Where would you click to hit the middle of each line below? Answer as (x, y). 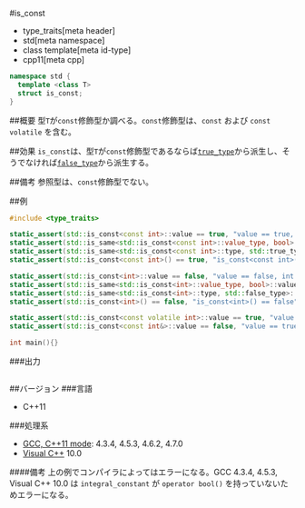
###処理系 (29, 425)
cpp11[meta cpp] (53, 60)
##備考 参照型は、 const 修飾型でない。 (82, 182)
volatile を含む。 (43, 132)
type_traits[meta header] (69, 30)
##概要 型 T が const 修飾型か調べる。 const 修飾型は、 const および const (140, 120)
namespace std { (40, 76)
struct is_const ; (50, 93)
